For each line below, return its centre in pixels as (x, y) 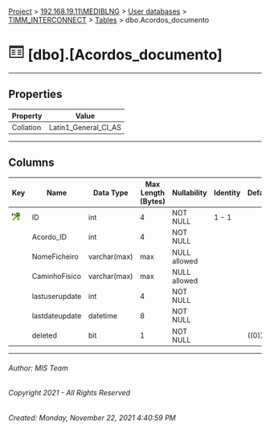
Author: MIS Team (38, 368)
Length (152, 192)
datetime (103, 315)
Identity (227, 192)
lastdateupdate (57, 315)
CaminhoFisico (57, 276)
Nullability (190, 192)
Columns (31, 162)
